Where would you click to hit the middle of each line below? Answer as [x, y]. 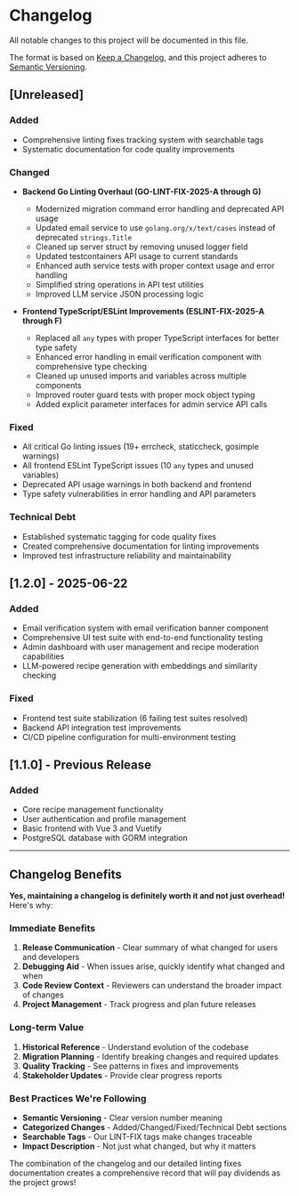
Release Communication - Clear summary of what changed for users [150, 948]
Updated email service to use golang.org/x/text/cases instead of [155, 227]
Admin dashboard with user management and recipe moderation [141, 647]
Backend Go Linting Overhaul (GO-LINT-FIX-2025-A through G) [141, 191]
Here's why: [31, 905]
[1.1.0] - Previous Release [81, 765]
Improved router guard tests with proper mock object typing [145, 395]
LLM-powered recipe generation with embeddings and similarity [140, 666]
